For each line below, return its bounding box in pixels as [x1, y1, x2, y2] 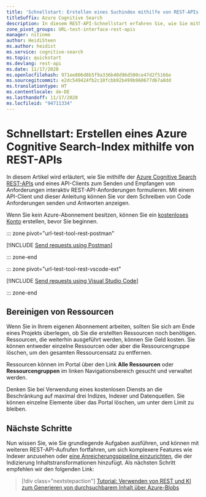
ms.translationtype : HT [6, 83, 67, 90]
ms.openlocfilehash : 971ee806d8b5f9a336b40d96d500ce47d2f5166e [6, 72, 172, 78]
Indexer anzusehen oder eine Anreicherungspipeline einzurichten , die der [6, 452, 193, 460]
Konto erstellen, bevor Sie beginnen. [6, 217, 98, 225]
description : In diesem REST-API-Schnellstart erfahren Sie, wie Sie [6, 20, 188, 26]
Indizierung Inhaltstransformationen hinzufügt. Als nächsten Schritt [6, 459, 176, 466]
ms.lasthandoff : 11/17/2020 [6, 94, 78, 101]
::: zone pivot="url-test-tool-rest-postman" [6, 229, 115, 237]
